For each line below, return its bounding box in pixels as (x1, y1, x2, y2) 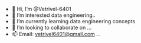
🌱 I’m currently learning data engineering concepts (11, 18, 136, 24)
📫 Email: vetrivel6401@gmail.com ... (11, 31, 101, 37)
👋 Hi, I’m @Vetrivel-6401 (11, 6, 71, 12)
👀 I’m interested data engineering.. (11, 12, 96, 19)
